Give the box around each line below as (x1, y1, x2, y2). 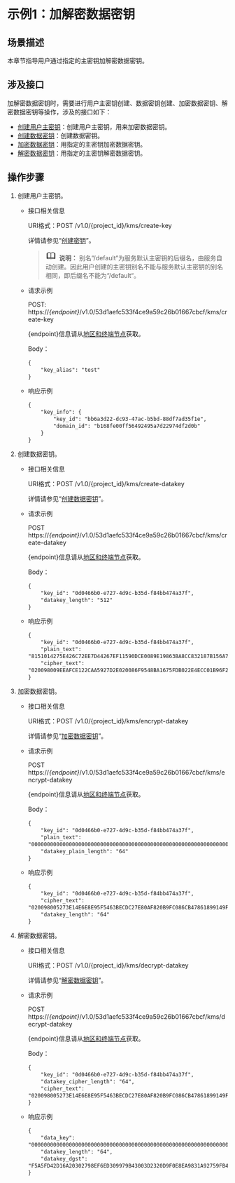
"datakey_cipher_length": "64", (41, 1078, 135, 1085)
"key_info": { (41, 408, 82, 415)
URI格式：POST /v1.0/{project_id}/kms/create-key (27, 221, 173, 229)
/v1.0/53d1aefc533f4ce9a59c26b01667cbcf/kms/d (79, 1012, 226, 1021)
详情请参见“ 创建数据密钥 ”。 (27, 494, 107, 502)
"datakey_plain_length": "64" (41, 848, 129, 855)
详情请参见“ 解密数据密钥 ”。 (27, 976, 107, 984)
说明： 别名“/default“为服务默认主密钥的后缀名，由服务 (59, 253, 217, 262)
